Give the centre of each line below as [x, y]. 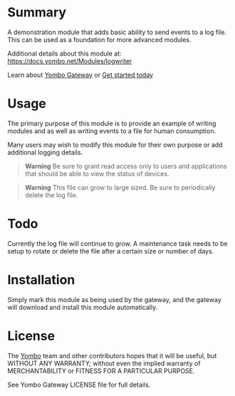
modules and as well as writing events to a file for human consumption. [111, 131]
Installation [41, 280]
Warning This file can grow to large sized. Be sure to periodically [120, 187]
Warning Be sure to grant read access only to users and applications [126, 166]
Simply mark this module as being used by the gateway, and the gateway [115, 299]
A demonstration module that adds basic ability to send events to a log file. [117, 32]
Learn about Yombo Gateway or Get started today [80, 75]
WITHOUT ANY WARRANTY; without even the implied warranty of [104, 363]
